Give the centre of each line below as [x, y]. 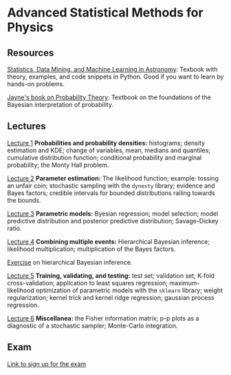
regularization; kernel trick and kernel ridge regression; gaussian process [111, 297]
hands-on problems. [36, 84]
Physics [30, 27]
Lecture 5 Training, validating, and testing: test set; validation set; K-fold [111, 275]
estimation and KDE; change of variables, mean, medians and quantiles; [109, 150]
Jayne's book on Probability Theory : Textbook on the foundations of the [109, 97]
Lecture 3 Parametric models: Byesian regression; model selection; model [113, 213]
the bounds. [24, 200]
